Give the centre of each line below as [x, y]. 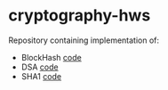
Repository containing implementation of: [84, 40]
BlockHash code [51, 57]
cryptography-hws [80, 16]
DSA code [40, 67]
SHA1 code [41, 76]
